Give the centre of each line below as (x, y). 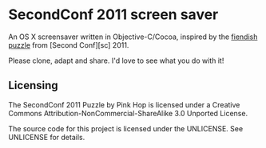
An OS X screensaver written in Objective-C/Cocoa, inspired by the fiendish (133, 37)
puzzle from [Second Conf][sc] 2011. (69, 45)
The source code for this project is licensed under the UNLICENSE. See (126, 128)
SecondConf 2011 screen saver (113, 15)
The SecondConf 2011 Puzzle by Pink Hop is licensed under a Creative (124, 104)
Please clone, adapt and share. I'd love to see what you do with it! (116, 60)
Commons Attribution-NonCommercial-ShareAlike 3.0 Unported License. (128, 113)
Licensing (33, 86)
